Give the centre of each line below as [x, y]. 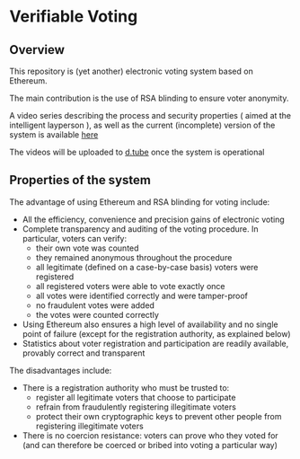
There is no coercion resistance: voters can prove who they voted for [150, 435]
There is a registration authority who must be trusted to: [126, 387]
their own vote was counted [87, 248]
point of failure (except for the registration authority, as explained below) [156, 333]
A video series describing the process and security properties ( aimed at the [150, 115]
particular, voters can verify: [75, 238]
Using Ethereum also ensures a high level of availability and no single [150, 324]
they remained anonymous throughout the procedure [134, 257]
